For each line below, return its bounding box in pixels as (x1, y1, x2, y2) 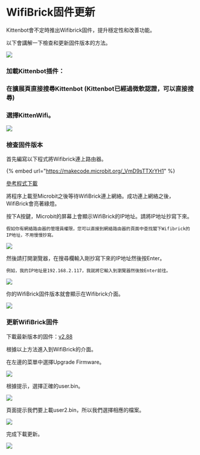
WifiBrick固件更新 (6, 5, 96, 19)
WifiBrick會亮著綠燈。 (6, 200, 60, 207)
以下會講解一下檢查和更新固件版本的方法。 (6, 39, 111, 46)
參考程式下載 (6, 180, 38, 187)
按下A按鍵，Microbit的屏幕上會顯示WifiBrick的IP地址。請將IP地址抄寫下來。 (6, 213, 193, 220)
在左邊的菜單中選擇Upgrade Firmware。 (6, 358, 105, 366)
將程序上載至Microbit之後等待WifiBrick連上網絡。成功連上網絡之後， (6, 192, 174, 200)
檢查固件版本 (6, 141, 44, 149)
